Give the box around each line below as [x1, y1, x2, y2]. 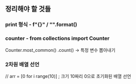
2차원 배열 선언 [5, 61, 40, 68]
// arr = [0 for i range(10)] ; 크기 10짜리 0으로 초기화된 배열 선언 [5, 73, 131, 79]
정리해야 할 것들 [5, 5, 51, 14]
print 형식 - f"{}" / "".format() [5, 21, 77, 28]
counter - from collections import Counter [5, 35, 110, 42]
